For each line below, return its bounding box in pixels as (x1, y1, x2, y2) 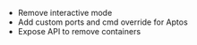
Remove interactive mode (17, 8, 113, 18)
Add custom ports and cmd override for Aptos (17, 17, 188, 27)
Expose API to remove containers (17, 26, 141, 36)
